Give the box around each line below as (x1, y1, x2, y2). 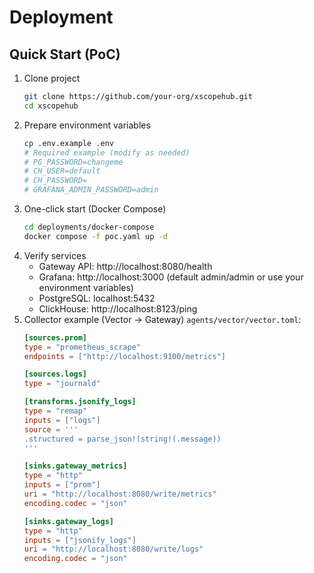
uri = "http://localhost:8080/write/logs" (23, 544, 204, 555)
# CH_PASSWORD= (23, 176, 88, 186)
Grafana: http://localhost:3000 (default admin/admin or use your (38, 271, 304, 283)
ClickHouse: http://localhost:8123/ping (38, 302, 198, 315)
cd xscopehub (23, 101, 79, 111)
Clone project (23, 72, 81, 84)
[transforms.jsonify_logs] (23, 397, 137, 407)
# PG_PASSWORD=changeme (23, 157, 124, 167)
